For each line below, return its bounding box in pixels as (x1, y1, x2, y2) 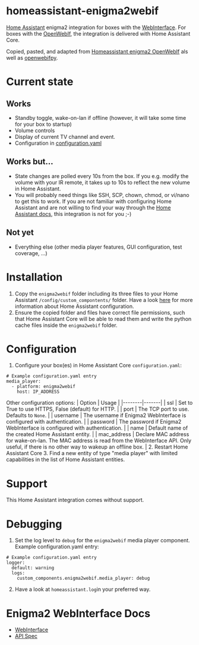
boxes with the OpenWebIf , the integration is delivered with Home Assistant (6, 30, 191, 37)
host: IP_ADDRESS (17, 389, 60, 395)
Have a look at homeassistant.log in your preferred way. (14, 586, 151, 593)
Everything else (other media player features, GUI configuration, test (14, 243, 182, 250)
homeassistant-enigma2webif (6, 4, 159, 18)
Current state (6, 75, 74, 88)
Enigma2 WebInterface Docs (6, 606, 150, 620)
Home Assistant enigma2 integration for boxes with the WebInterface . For (6, 24, 186, 31)
